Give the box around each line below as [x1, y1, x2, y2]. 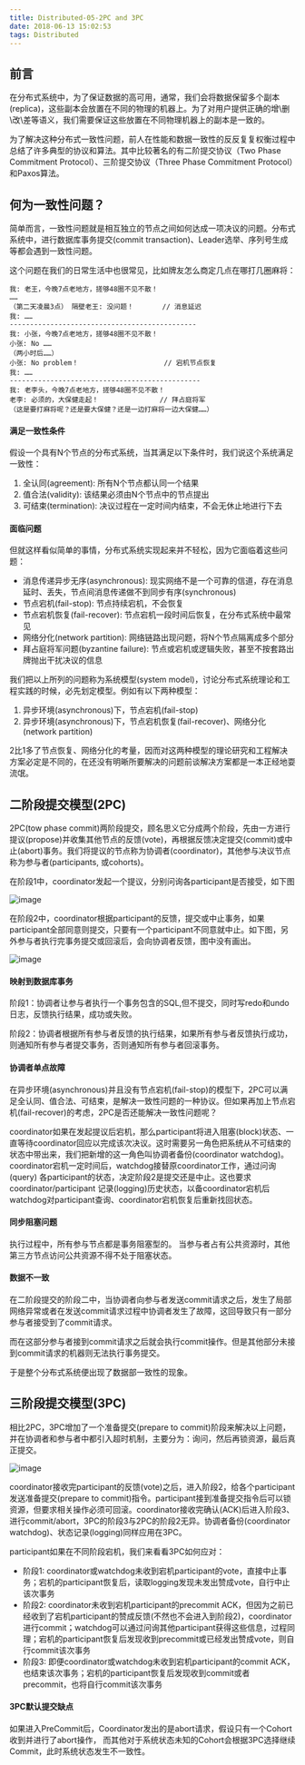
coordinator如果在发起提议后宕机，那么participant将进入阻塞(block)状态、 [9, 1126, 287, 1137]
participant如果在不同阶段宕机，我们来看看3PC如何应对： [9, 1545, 225, 1557]
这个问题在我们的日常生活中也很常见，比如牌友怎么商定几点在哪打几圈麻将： [9, 265, 296, 275]
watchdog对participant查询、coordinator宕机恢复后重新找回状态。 [9, 1194, 258, 1205]
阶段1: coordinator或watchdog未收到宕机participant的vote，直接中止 [22, 1565, 280, 1576]
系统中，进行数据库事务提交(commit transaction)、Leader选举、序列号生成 [9, 234, 289, 245]
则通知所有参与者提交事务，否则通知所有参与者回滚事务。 [9, 1040, 224, 1050]
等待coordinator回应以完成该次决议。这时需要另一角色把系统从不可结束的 [16, 1137, 292, 1149]
